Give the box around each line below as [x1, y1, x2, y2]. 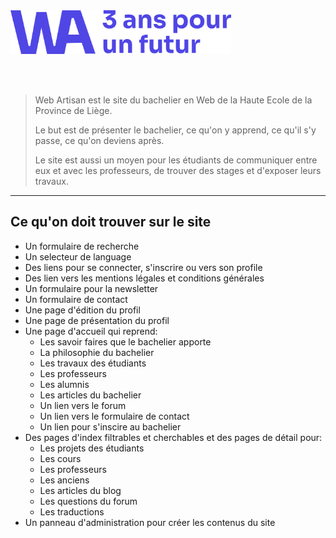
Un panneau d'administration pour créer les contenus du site [24, 516, 276, 528]
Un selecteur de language [24, 250, 132, 263]
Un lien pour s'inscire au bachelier [39, 420, 182, 433]
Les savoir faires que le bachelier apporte [39, 335, 212, 348]
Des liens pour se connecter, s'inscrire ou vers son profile [24, 261, 263, 273]
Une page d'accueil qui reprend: [24, 325, 158, 337]
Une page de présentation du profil [24, 314, 170, 326]
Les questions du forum [39, 495, 138, 507]
